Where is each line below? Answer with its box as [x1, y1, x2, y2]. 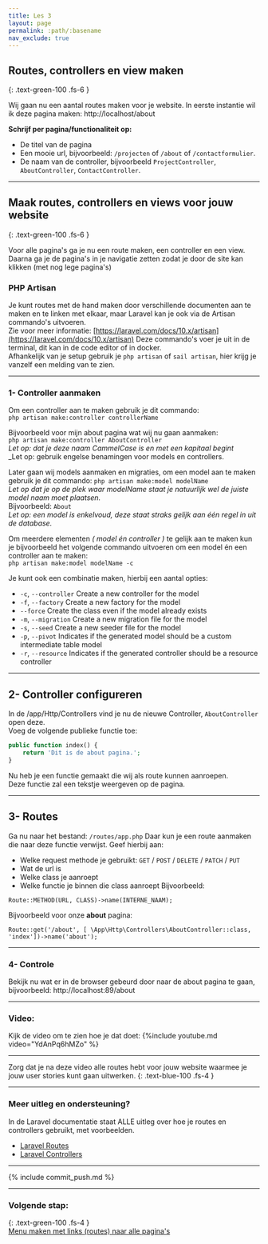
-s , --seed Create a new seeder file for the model [19, 623, 182, 633]
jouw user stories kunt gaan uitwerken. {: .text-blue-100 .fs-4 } [8, 1071, 215, 1081]
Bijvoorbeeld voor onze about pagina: [8, 910, 133, 920]
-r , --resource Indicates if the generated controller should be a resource [19, 649, 258, 658]
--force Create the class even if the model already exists [19, 606, 207, 616]
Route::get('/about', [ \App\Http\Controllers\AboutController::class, [8, 926, 251, 934]
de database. [8, 518, 53, 528]
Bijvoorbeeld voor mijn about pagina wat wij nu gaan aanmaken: [8, 428, 219, 438]
